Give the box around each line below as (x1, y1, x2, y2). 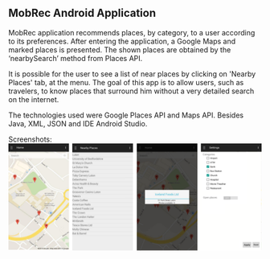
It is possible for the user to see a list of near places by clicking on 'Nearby (8, 68, 256, 79)
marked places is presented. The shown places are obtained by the (8, 44, 231, 55)
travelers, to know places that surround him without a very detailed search (8, 86, 255, 96)
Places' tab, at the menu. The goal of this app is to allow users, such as (8, 77, 244, 87)
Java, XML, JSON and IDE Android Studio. (8, 118, 148, 128)
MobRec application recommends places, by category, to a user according (8, 27, 256, 37)
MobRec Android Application (8, 6, 157, 20)
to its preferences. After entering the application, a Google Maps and (8, 36, 236, 46)
